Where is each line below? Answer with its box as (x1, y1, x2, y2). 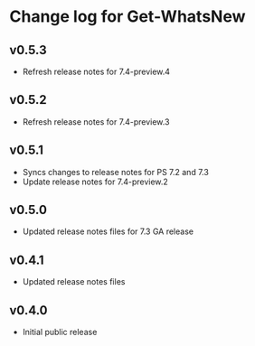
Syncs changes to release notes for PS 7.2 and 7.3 (22, 166, 210, 177)
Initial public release (22, 327, 98, 338)
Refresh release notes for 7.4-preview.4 (22, 66, 170, 77)
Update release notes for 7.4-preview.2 (22, 176, 169, 187)
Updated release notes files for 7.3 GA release (22, 226, 194, 237)
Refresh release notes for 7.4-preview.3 (22, 116, 170, 127)
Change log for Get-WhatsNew (9, 6, 246, 27)
